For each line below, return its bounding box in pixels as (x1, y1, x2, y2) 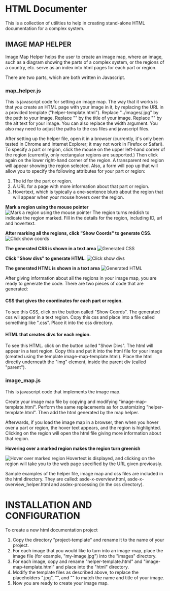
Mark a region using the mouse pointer (5, 204, 89, 210)
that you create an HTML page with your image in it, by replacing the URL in (5, 104, 164, 110)
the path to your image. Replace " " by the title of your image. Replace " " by (5, 115, 162, 121)
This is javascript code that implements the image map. (5, 388, 121, 395)
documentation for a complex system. (5, 25, 85, 31)
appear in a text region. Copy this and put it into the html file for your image (5, 348, 162, 354)
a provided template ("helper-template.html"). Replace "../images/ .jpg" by (5, 110, 159, 116)
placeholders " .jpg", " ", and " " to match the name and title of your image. (12, 574, 164, 581)
